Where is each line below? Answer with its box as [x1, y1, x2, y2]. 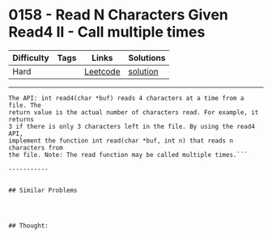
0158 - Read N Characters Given [8, 6, 228, 24]
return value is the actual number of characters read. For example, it [8, 108, 259, 117]
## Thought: [8, 221, 49, 230]
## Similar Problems [8, 186, 79, 194]
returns [8, 115, 35, 123]
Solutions [128, 52, 166, 63]
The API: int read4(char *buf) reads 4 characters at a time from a [8, 94, 244, 102]
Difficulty [12, 52, 50, 63]
